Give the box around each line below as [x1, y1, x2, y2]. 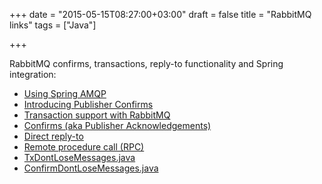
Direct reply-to [23, 130, 84, 142]
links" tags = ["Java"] [9, 19, 97, 31]
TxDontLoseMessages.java [23, 152, 136, 163]
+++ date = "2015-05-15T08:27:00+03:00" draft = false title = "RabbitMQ [9, 9, 312, 20]
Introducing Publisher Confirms [23, 99, 154, 110]
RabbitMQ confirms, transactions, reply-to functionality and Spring [9, 58, 284, 69]
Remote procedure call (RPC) [23, 141, 145, 153]
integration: [9, 69, 57, 80]
